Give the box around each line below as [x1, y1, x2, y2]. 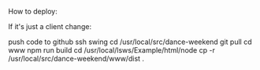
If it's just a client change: [8, 22, 92, 31]
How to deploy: [8, 7, 58, 16]
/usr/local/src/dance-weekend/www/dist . [8, 54, 144, 63]
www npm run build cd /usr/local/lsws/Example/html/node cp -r [8, 46, 215, 54]
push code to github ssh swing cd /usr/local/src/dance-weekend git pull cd [8, 37, 252, 46]
